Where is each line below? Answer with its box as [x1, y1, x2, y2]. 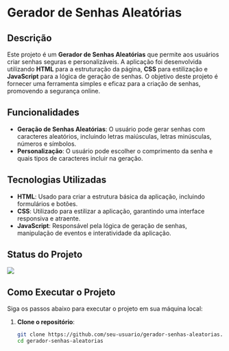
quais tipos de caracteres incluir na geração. [16, 154, 143, 162]
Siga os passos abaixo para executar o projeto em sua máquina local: [7, 304, 204, 313]
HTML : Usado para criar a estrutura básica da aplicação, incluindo [16, 192, 206, 201]
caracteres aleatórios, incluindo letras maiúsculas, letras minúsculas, [16, 132, 212, 140]
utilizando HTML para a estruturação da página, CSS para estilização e [7, 65, 208, 73]
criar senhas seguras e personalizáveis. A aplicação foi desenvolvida [7, 58, 202, 66]
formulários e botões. [16, 199, 78, 207]
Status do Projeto [7, 249, 83, 260]
